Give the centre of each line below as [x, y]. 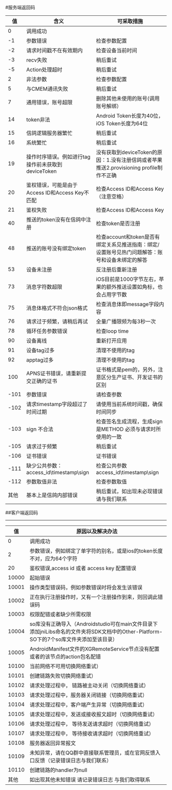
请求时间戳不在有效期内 [55, 51]
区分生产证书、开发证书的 [132, 377]
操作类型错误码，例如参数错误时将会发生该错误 [86, 588]
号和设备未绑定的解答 [122, 260]
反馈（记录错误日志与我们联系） [73, 761]
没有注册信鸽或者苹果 [137, 160]
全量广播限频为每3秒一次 [126, 321]
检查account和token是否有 [128, 237]
